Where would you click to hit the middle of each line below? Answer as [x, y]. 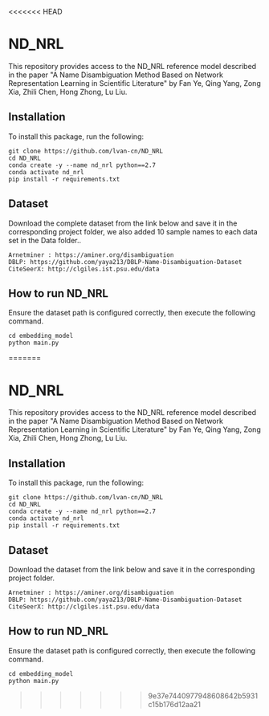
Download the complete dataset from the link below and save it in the [123, 223]
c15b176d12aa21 [175, 704]
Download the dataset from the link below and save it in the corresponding [132, 569]
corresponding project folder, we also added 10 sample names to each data [133, 231]
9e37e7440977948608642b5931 [203, 696]
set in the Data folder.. [45, 240]
